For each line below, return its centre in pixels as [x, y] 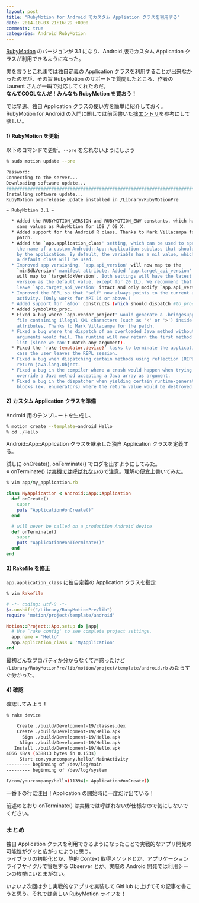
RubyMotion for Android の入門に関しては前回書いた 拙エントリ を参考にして [98, 114]
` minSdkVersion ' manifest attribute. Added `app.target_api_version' [105, 271]
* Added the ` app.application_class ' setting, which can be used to [98, 243]
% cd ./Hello [22, 432]
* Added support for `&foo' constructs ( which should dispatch [91, 304]
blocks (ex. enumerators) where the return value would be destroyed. [106, 386]
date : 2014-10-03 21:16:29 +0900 [47, 23]
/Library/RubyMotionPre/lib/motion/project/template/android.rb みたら [96, 667]
